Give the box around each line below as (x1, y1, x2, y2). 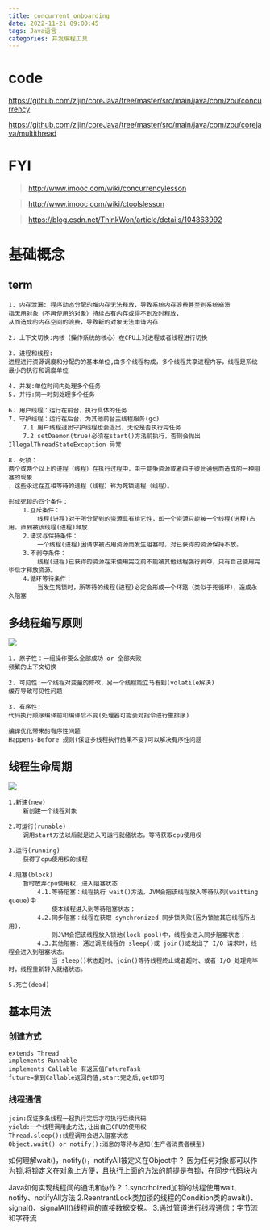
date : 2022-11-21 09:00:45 (8, 19, 99, 27)
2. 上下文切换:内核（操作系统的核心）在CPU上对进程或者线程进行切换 (8, 334, 208, 342)
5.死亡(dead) (8, 981, 50, 989)
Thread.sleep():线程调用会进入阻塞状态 (8, 1132, 129, 1140)
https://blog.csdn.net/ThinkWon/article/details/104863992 (27, 215, 222, 224)
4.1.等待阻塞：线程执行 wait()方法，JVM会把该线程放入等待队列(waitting (37, 888, 259, 896)
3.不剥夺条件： (23, 550, 67, 558)
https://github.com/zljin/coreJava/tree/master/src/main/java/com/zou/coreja (8, 120, 262, 130)
